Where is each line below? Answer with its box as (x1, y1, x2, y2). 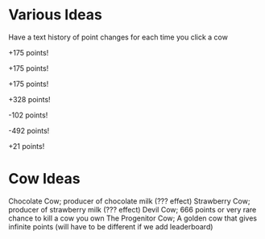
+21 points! (8, 141, 45, 150)
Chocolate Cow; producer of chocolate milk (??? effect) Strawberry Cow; (8, 196, 251, 206)
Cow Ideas (8, 170, 81, 188)
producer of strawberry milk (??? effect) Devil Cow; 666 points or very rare (8, 204, 257, 214)
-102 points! (8, 110, 48, 120)
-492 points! (8, 126, 50, 135)
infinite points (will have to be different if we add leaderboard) (8, 221, 213, 231)
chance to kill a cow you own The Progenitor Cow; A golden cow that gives (8, 213, 258, 223)
